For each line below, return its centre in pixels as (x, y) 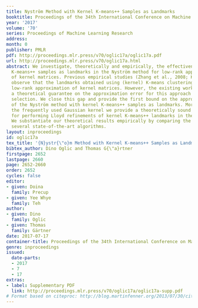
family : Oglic (29, 220)
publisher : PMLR (26, 50)
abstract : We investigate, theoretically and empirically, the (85, 66)
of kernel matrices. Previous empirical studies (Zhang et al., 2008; (100, 77)
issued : (16, 253)
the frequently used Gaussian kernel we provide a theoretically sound (101, 110)
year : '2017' (22, 22)
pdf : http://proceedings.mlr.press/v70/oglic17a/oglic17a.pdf (84, 55)
